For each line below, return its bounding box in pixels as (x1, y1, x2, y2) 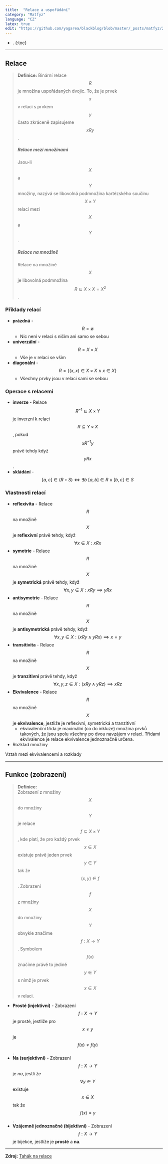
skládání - (12, 469, 34, 475)
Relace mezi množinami (17, 146, 68, 152)
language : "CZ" (5, 17, 37, 22)
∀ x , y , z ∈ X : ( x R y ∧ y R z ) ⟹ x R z (53, 681, 122, 687)
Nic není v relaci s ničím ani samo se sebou (19, 333, 109, 339)
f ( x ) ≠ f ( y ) (77, 1042, 98, 1048)
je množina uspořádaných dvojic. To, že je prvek (17, 88, 117, 94)
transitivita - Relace (12, 641, 54, 647)
